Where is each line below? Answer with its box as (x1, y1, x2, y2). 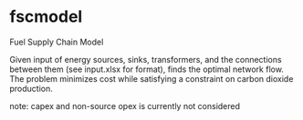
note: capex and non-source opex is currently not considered (9, 100, 240, 111)
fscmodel (9, 6, 83, 27)
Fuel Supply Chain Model (9, 36, 104, 47)
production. (9, 83, 53, 94)
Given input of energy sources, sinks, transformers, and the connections (9, 54, 282, 65)
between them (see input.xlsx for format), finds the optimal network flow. (9, 64, 285, 75)
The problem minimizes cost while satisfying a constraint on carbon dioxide (9, 73, 294, 84)
